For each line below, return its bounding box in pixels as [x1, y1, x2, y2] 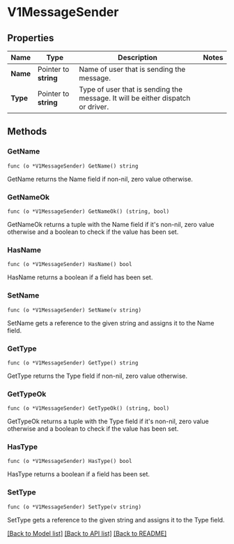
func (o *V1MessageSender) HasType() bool [7, 458, 132, 465]
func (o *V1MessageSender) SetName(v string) [7, 307, 141, 314]
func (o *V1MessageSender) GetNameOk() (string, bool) [7, 207, 170, 215]
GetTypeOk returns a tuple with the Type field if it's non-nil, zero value [7, 417, 209, 426]
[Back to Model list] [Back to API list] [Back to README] [7, 529, 167, 538]
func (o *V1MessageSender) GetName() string [7, 162, 139, 170]
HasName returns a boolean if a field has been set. [7, 273, 153, 281]
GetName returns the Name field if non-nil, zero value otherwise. [7, 175, 194, 183]
